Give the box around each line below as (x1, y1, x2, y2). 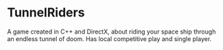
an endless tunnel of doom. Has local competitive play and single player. (7, 34, 212, 42)
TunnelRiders (7, 5, 85, 21)
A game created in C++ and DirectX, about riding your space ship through (7, 27, 216, 36)
